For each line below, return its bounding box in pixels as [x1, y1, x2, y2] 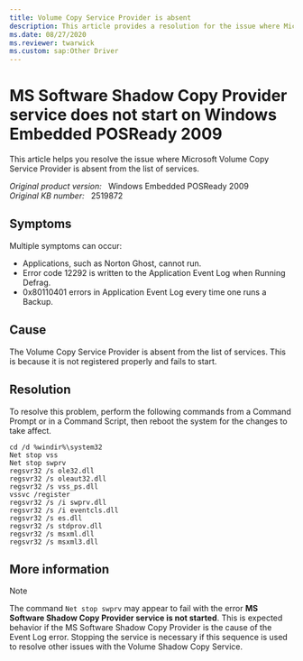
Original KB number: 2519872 [9, 190, 124, 201]
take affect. [9, 425, 52, 436]
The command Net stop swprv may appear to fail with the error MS [9, 603, 259, 614]
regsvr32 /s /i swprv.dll [9, 498, 106, 507]
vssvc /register [9, 490, 70, 499]
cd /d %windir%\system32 [9, 443, 103, 452]
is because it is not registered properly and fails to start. [9, 355, 217, 366]
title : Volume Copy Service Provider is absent [9, 13, 192, 23]
